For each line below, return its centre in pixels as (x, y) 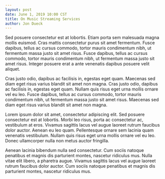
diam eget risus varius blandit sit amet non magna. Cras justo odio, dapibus (82, 84)
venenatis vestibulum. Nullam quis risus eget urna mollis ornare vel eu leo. (81, 135)
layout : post (18, 10)
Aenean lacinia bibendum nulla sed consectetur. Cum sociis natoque (75, 150)
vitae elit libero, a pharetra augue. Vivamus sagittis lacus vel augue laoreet (81, 161)
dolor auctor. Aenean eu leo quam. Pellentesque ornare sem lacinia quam (80, 130)
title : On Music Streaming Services (43, 19)
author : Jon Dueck (24, 23)
